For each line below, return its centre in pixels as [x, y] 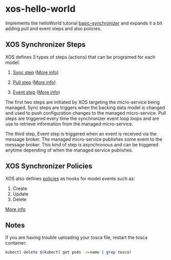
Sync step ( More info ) [36, 72]
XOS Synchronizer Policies [49, 166]
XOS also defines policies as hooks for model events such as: [70, 178]
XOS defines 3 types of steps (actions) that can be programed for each [80, 57]
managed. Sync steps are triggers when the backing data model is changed [85, 107]
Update [20, 194]
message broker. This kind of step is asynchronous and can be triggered [82, 144]
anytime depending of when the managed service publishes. [69, 150]
